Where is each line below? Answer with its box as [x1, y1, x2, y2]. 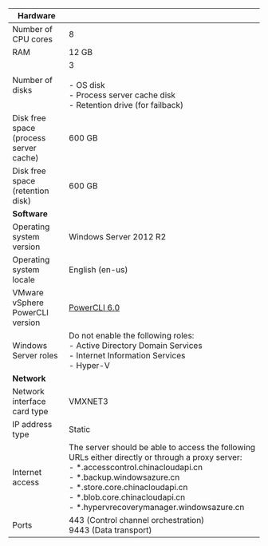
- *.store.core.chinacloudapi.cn [69, 482, 188, 493]
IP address [12, 419, 53, 429]
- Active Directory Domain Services [69, 340, 203, 350]
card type [12, 406, 49, 417]
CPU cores [12, 34, 53, 45]
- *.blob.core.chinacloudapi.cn [69, 492, 186, 502]
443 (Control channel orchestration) [69, 515, 205, 525]
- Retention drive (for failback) [69, 100, 183, 110]
